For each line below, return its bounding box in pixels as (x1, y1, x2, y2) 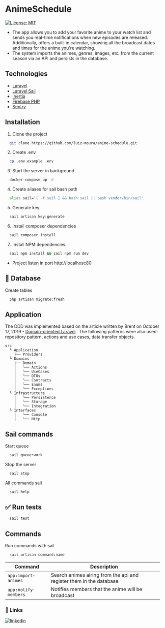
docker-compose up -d (9, 177, 54, 183)
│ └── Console (14, 412, 48, 417)
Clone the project (12, 131, 48, 137)
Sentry (12, 103, 26, 109)
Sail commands (5, 430, 54, 439)
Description (90, 564, 118, 570)
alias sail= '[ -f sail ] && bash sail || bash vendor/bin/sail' (9, 196, 144, 201)
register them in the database (51, 578, 119, 584)
